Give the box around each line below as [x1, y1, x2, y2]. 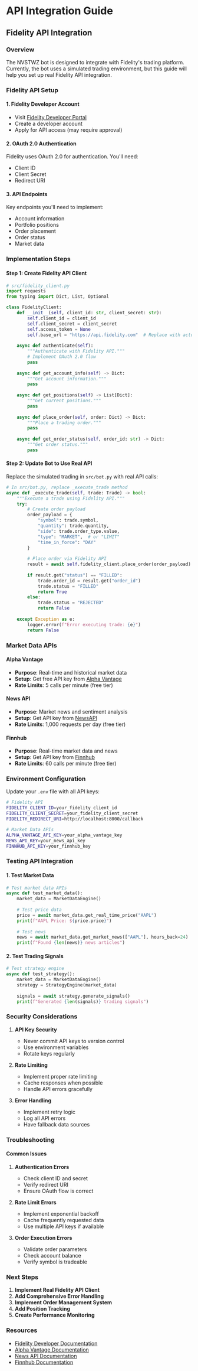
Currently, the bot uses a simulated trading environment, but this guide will [6, 65, 187, 72]
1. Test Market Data [6, 871, 54, 878]
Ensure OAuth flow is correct [23, 1187, 94, 1194]
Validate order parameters [23, 1245, 87, 1253]
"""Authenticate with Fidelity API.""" [27, 349, 126, 354]
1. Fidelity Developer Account [6, 100, 80, 108]
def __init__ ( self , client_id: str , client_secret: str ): [16, 310, 162, 316]
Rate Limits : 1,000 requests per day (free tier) [14, 721, 126, 728]
